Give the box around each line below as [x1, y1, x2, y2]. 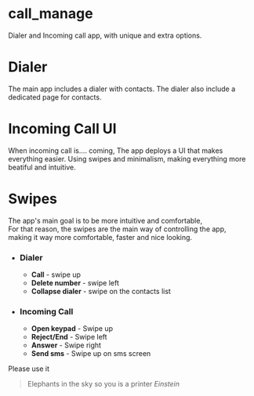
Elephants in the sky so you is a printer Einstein [27, 380, 180, 389]
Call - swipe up [31, 270, 81, 279]
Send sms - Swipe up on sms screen [31, 349, 151, 358]
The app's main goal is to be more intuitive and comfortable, [8, 216, 202, 225]
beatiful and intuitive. [8, 162, 76, 172]
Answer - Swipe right [31, 340, 102, 350]
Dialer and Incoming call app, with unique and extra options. [8, 31, 202, 40]
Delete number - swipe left [31, 278, 119, 288]
